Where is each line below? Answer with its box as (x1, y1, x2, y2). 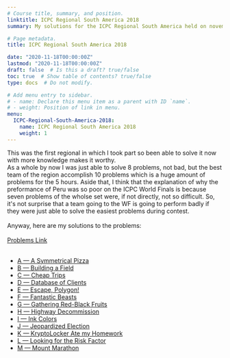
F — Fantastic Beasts (16, 292, 77, 301)
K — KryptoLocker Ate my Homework (16, 329, 123, 337)
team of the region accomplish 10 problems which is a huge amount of (7, 170, 205, 179)
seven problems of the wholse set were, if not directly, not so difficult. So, (7, 192, 216, 201)
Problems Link (7, 235, 48, 244)
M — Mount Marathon (16, 344, 79, 352)
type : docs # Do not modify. (7, 79, 94, 86)
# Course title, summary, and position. (7, 10, 125, 17)
